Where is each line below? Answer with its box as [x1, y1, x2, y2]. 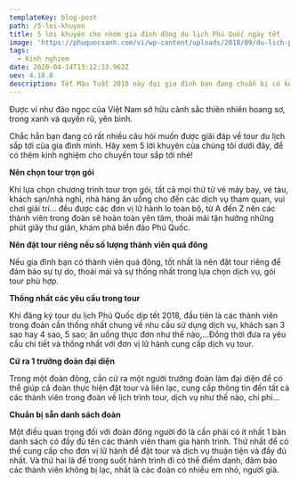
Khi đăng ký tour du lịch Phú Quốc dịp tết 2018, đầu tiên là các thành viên [9, 309, 279, 321]
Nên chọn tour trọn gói [9, 167, 95, 177]
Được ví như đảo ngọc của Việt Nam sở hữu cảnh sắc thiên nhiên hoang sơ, [9, 103, 286, 114]
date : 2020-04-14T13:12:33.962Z [9, 63, 129, 72]
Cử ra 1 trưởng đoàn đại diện [9, 356, 116, 366]
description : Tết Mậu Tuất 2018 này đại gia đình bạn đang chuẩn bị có [9, 79, 280, 88]
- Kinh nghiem [17, 54, 69, 63]
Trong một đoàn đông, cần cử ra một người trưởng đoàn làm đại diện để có [9, 373, 283, 383]
